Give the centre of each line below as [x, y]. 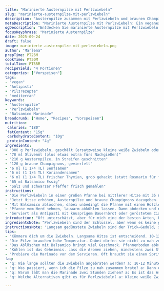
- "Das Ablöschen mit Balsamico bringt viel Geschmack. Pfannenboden [77, 245]
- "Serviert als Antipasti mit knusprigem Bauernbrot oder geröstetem [78, 213]
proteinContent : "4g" [29, 141]
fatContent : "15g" [26, 132]
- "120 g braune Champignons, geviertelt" [49, 164]
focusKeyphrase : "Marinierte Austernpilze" [50, 32]
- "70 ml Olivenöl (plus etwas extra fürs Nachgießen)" [63, 155]
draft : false [18, 41]
